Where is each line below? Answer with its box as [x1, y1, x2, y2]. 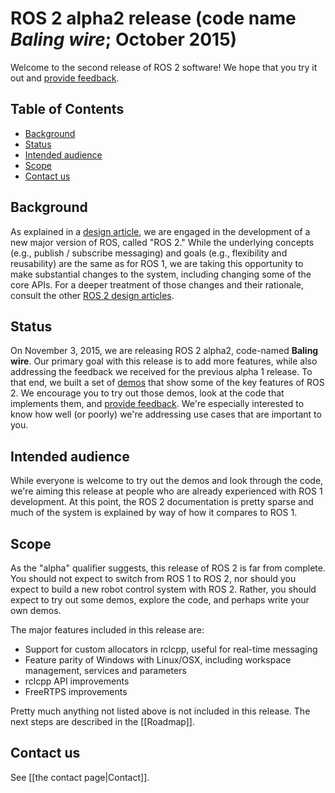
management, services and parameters [24, 665, 187, 676]
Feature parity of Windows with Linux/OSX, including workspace [24, 654, 292, 666]
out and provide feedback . [10, 72, 120, 84]
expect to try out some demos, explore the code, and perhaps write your [10, 594, 310, 606]
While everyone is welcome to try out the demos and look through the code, [10, 475, 324, 487]
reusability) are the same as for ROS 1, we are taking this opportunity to [10, 257, 304, 269]
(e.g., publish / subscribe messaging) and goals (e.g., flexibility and [10, 247, 288, 259]
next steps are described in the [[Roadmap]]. [10, 716, 195, 727]
